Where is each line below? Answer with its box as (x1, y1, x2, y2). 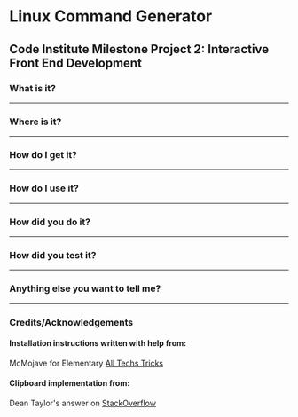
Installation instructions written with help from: (9, 338, 187, 349)
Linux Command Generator (9, 6, 213, 27)
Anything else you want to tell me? (9, 282, 161, 295)
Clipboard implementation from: (9, 378, 130, 389)
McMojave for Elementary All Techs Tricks (9, 358, 164, 368)
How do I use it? (9, 182, 80, 194)
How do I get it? (9, 149, 78, 161)
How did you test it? (9, 248, 97, 261)
